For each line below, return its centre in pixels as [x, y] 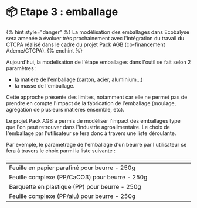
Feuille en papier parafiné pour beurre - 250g [72, 168]
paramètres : [21, 68]
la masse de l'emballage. [45, 85]
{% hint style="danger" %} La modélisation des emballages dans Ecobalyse [98, 32]
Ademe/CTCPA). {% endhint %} [45, 50]
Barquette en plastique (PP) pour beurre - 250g [75, 186]
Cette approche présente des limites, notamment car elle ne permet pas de [97, 97]
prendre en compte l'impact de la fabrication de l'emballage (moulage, [91, 103]
